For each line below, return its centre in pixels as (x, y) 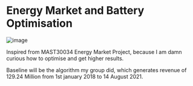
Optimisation (39, 23)
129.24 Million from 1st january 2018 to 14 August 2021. (75, 76)
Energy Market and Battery (75, 11)
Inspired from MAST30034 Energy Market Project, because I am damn (94, 51)
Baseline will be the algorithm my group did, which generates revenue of (97, 70)
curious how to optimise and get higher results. (65, 58)
